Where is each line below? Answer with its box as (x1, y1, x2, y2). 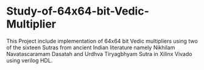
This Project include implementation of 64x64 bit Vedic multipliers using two (6, 37, 198, 44)
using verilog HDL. (6, 57, 53, 64)
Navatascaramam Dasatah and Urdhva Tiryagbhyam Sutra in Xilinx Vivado (6, 50, 192, 57)
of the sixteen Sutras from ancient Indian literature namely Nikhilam (6, 44, 175, 51)
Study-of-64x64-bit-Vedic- (6, 4, 149, 18)
